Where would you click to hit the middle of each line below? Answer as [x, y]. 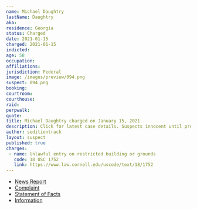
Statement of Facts [38, 194]
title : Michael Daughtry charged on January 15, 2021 [73, 121]
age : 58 [16, 55]
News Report [30, 182]
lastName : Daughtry [30, 17]
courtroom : [19, 94]
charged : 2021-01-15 [31, 45]
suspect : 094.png [27, 83]
